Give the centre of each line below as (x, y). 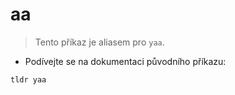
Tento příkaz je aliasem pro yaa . (99, 42)
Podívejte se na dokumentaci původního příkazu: (125, 61)
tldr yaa (28, 79)
